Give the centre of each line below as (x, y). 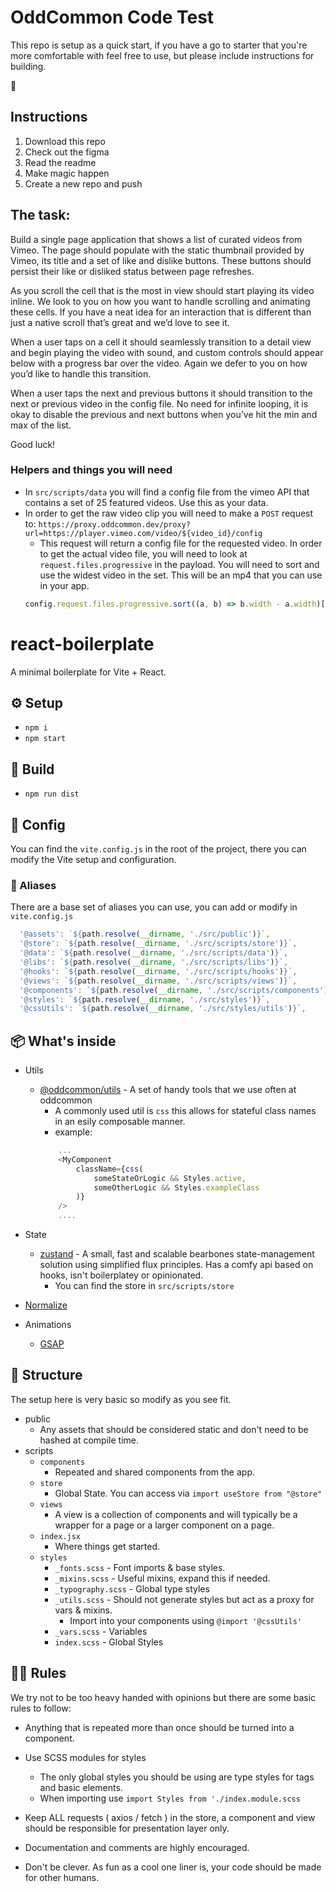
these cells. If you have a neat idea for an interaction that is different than (161, 312)
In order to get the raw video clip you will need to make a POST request (169, 513)
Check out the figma (67, 152)
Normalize (46, 1305)
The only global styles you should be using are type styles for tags (177, 1777)
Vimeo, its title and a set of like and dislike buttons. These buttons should (161, 260)
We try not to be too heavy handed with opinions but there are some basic (163, 1697)
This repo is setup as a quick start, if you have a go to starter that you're (159, 45)
